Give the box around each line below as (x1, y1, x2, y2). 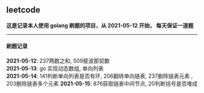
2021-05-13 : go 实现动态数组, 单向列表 (6, 65, 104, 72)
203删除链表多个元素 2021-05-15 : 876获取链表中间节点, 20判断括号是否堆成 (6, 80, 198, 88)
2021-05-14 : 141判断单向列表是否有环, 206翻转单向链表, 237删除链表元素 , (6, 72, 193, 80)
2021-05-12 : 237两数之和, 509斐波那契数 (6, 57, 110, 64)
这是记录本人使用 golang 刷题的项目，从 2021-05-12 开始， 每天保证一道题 (6, 21, 194, 29)
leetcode (6, 5, 41, 15)
